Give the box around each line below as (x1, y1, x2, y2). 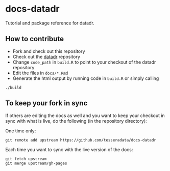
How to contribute (5, 35, 64, 43)
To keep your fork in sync (5, 99, 88, 107)
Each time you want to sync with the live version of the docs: (5, 146, 133, 153)
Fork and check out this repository (12, 48, 85, 54)
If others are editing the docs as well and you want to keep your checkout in (5, 112, 165, 119)
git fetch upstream (5, 156, 47, 161)
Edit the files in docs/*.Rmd (12, 70, 68, 76)
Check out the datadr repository (12, 53, 81, 60)
